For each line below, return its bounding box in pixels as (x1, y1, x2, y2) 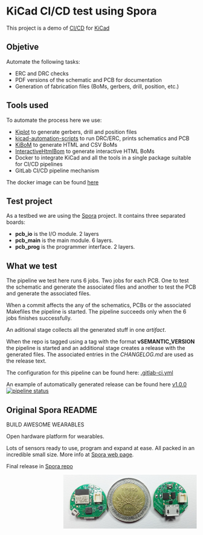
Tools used (6, 100, 49, 110)
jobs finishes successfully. (6, 314, 72, 322)
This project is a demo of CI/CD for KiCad (6, 24, 110, 32)
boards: (6, 218, 25, 226)
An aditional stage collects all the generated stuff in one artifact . (6, 326, 166, 334)
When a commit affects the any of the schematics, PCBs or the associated (6, 301, 192, 309)
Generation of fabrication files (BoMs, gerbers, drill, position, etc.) (14, 82, 179, 90)
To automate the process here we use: (6, 116, 102, 124)
